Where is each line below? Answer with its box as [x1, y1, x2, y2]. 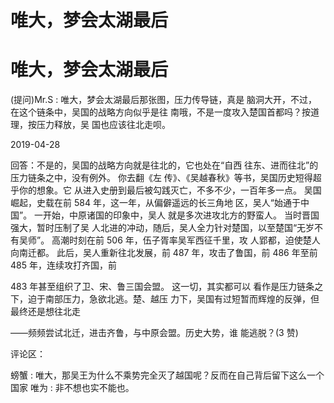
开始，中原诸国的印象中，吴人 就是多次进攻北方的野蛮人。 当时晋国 [43, 209, 320, 221]
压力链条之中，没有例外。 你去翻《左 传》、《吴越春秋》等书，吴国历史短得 [10, 172, 313, 184]
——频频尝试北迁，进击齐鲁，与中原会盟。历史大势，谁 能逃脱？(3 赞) [10, 327, 299, 339]
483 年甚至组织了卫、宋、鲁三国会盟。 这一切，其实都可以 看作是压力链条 [10, 281, 315, 293]
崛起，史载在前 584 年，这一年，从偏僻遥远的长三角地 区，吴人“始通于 [10, 197, 301, 209]
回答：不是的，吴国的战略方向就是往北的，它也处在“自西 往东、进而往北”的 [10, 159, 319, 171]
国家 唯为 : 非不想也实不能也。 [10, 382, 135, 394]
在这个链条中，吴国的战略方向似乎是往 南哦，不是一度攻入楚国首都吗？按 [10, 106, 311, 118]
